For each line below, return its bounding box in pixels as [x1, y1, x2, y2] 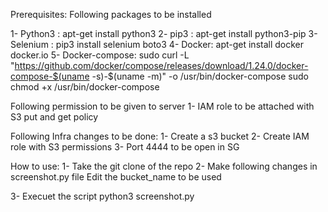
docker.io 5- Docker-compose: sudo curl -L [10, 49, 190, 61]
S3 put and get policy [10, 111, 99, 123]
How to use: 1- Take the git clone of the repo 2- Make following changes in [10, 160, 318, 172]
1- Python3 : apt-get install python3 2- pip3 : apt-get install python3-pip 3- [10, 28, 318, 39]
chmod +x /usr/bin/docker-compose [10, 81, 160, 93]
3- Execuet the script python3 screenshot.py [10, 190, 195, 202]
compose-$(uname [10, 70, 90, 82]
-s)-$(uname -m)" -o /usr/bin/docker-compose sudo [91, 70, 309, 82]
